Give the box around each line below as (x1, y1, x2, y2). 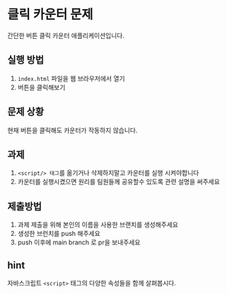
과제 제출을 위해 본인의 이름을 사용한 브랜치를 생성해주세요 (17, 220, 179, 229)
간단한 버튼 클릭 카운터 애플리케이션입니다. (7, 31, 125, 40)
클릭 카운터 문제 (7, 6, 93, 23)
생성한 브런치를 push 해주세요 (17, 230, 100, 238)
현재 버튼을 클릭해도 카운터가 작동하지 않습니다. (7, 125, 138, 135)
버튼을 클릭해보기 (17, 83, 66, 91)
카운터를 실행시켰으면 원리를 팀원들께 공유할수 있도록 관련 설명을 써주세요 (17, 178, 221, 186)
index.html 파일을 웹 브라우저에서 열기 (17, 74, 125, 82)
